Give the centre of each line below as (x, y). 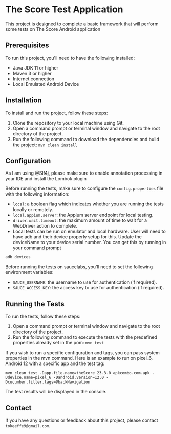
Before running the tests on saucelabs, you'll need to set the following (79, 267)
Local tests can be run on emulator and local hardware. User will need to (89, 231)
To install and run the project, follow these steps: (57, 113)
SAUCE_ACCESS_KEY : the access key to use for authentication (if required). (88, 288)
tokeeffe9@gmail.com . (28, 426)
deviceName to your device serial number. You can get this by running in (89, 242)
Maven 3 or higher (32, 73)
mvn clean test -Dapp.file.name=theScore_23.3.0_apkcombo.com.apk (78, 373)
